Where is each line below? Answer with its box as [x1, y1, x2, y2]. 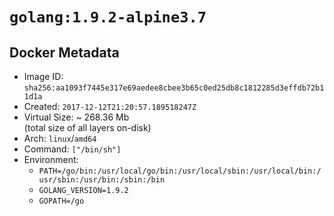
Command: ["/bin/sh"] [23, 143, 122, 155]
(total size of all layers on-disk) [23, 122, 152, 133]
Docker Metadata [9, 44, 120, 61]
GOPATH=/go [38, 196, 85, 206]
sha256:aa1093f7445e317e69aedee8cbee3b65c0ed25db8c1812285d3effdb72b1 [23, 83, 325, 93]
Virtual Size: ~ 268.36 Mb [23, 111, 130, 123]
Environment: [23, 154, 79, 165]
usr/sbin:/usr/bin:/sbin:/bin [38, 175, 166, 185]
